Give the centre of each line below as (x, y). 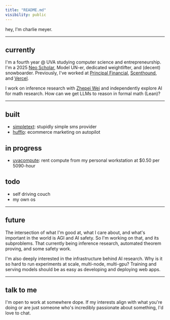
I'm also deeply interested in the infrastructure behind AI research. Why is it (84, 258)
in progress (24, 148)
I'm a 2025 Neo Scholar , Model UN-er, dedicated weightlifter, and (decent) (83, 68)
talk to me (21, 290)
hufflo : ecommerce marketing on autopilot (56, 132)
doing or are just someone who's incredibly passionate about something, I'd (84, 308)
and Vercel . (17, 78)
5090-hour (24, 165)
